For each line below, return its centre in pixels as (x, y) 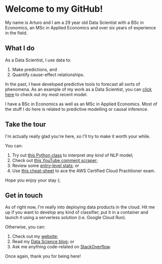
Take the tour (26, 125)
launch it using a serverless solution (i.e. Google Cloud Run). (66, 218)
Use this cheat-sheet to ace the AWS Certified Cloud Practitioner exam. (84, 171)
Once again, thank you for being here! (43, 256)
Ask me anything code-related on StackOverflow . (61, 247)
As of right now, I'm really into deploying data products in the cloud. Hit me (80, 207)
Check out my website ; (35, 236)
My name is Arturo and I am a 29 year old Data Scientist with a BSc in (75, 22)
